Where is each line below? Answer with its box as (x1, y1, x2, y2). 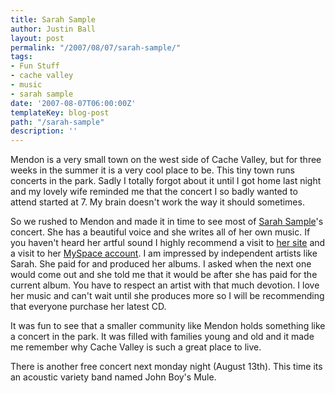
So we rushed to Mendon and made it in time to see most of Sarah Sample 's (10, 216, 324, 228)
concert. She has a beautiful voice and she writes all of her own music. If (10, 226, 311, 238)
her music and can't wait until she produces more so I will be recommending (10, 290, 325, 302)
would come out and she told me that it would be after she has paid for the (10, 269, 318, 281)
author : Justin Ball (10, 24, 97, 34)
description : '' (10, 126, 78, 136)
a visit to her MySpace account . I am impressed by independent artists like (10, 247, 318, 260)
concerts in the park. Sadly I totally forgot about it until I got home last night (10, 175, 322, 187)
